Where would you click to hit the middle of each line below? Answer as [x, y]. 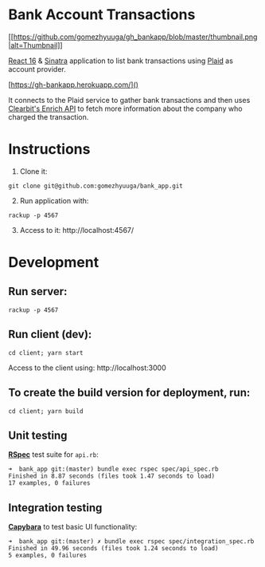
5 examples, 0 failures [48, 556]
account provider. [37, 69]
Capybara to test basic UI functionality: [73, 527]
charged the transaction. [49, 116]
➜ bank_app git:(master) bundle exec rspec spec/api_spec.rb [113, 469]
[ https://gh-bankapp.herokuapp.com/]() [74, 85]
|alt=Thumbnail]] [35, 45]
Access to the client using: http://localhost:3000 [88, 368]
